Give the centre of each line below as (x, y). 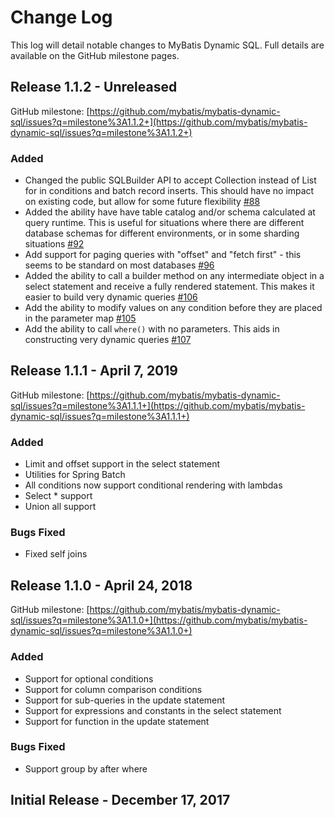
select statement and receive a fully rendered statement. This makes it (169, 287)
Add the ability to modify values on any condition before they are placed (173, 308)
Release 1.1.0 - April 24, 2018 (101, 585)
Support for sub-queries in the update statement (125, 700)
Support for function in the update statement (117, 721)
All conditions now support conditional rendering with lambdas (153, 485)
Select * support (58, 496)
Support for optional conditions (89, 678)
